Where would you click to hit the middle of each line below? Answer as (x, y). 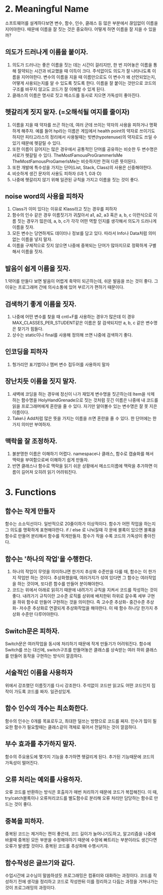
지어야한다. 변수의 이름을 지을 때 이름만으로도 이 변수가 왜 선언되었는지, (89, 77)
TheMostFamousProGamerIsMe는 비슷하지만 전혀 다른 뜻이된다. (74, 161)
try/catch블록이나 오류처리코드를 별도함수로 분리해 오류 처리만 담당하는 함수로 (79, 798)
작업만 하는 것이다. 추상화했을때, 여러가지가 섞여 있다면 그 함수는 (78, 578)
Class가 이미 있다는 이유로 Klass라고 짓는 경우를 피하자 (64, 209)
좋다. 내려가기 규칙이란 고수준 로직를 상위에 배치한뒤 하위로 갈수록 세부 (79, 596)
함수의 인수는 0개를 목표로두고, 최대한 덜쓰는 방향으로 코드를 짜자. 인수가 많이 (78, 721)
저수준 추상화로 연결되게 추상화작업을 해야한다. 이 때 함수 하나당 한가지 (86, 608)
